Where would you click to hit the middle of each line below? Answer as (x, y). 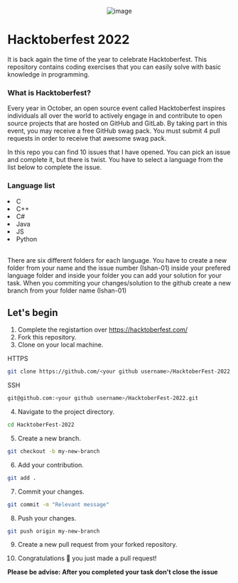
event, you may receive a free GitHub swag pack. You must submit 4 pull (114, 131)
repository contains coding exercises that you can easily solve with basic (114, 67)
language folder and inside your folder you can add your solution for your (114, 275)
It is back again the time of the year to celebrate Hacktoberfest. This (107, 59)
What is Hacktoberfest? (49, 92)
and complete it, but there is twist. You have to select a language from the (115, 160)
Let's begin (33, 312)
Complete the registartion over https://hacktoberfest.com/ (103, 329)
